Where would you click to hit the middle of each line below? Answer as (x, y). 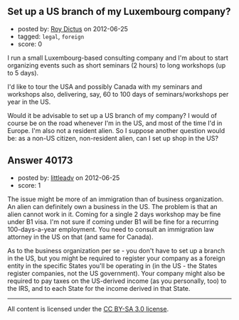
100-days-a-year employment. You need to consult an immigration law (111, 229)
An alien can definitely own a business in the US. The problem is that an (113, 206)
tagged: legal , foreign (51, 36)
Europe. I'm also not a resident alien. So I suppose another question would (116, 130)
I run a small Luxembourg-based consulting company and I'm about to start (118, 58)
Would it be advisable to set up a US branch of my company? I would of (112, 115)
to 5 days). (23, 73)
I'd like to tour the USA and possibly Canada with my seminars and (105, 86)
